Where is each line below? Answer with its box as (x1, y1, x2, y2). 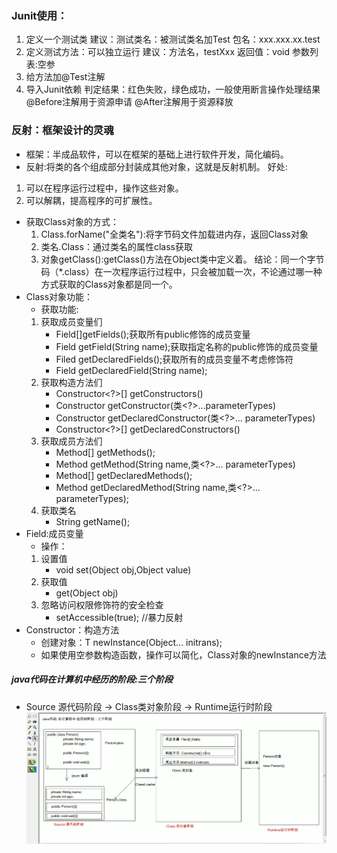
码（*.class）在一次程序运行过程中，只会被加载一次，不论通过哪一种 (40, 265, 323, 277)
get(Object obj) (55, 587, 119, 599)
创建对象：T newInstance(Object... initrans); (40, 636, 223, 648)
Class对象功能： (25, 290, 94, 302)
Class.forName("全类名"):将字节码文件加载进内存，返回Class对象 (40, 228, 309, 240)
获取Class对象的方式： (25, 215, 120, 227)
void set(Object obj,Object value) (55, 563, 192, 576)
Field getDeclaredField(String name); (55, 364, 208, 376)
